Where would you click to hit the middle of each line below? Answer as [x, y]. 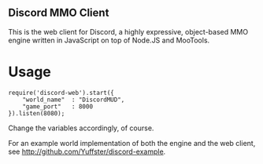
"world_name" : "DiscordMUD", [74, 100]
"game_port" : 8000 [57, 106]
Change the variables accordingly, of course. [81, 128]
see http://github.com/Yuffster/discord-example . [87, 151]
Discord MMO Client [59, 13]
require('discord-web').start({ [61, 93]
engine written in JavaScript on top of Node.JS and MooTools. [109, 40]
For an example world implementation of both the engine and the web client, [132, 143]
